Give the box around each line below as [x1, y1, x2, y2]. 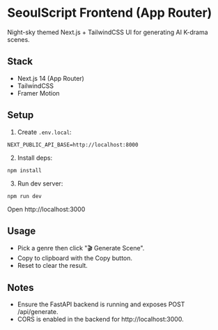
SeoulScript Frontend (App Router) [7, 5, 212, 21]
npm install [7, 167, 42, 174]
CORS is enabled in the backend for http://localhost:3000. [17, 315, 184, 324]
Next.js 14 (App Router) [17, 74, 85, 82]
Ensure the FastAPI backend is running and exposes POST [17, 300, 185, 308]
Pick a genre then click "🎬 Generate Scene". [17, 244, 145, 253]
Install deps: [17, 153, 53, 162]
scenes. [7, 35, 30, 43]
